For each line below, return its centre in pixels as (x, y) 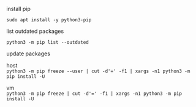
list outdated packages (35, 31)
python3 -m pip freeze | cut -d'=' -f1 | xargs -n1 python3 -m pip (94, 94)
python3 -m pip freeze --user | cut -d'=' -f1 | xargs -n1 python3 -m (98, 71)
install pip (18, 9)
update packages (28, 53)
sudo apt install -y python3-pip (49, 20)
